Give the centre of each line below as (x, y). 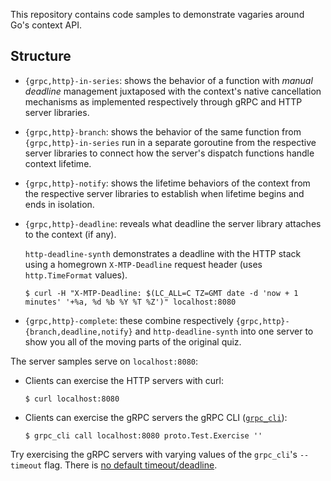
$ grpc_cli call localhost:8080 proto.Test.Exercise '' (143, 435)
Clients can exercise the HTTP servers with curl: (124, 380)
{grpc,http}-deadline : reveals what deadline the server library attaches (173, 223)
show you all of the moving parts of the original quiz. (133, 341)
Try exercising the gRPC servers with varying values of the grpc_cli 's (154, 454)
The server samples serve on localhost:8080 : (104, 361)
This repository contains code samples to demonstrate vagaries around (157, 14)
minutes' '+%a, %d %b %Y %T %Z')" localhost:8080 (130, 302)
